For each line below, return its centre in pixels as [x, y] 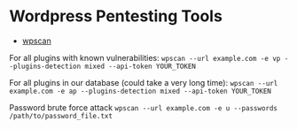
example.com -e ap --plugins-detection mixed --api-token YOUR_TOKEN [141, 91]
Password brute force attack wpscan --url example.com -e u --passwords [143, 107]
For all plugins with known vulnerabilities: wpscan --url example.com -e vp [145, 57]
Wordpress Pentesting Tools [116, 16]
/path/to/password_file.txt [61, 116]
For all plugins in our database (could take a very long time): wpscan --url [144, 82]
